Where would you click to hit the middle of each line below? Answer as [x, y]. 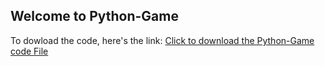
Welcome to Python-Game [94, 16]
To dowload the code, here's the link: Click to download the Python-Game [162, 40]
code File [29, 51]
